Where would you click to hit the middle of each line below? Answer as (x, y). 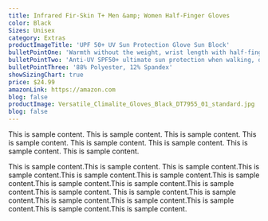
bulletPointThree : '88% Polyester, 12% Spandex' (91, 68)
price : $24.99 (32, 82)
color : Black (30, 23)
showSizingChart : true (46, 75)
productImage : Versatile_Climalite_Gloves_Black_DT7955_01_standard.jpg (132, 104)
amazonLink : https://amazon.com (62, 89)
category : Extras (37, 38)
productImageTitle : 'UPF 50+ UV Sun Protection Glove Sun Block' (119, 45)
